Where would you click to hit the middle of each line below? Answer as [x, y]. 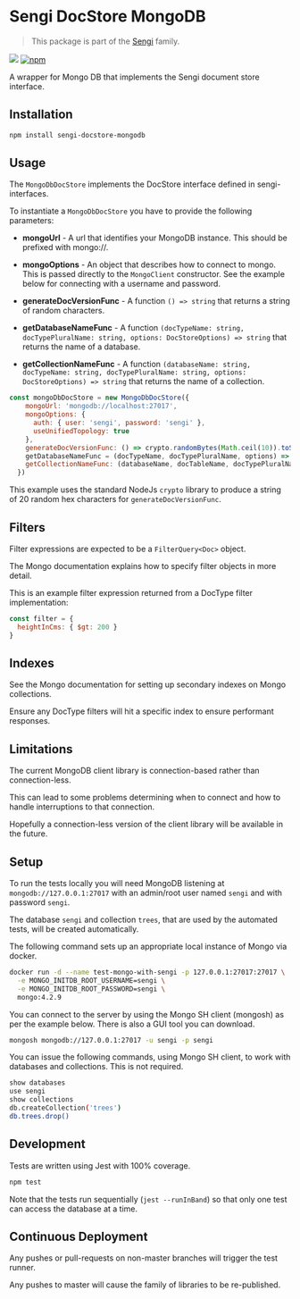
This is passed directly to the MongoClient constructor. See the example [154, 274]
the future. [29, 834]
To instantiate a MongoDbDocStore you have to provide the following [131, 211]
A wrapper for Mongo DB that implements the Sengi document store [135, 77]
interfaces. [29, 194]
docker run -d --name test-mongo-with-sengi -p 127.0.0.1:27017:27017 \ [147, 972]
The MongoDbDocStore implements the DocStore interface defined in [132, 184]
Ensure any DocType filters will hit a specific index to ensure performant [142, 711]
